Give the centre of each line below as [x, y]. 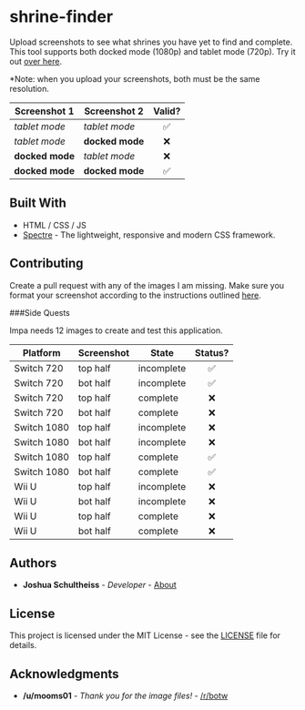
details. [23, 645]
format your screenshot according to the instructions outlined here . [135, 295]
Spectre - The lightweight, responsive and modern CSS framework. [149, 235]
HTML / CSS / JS [54, 225]
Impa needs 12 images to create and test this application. [116, 330]
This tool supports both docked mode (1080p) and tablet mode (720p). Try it [152, 51]
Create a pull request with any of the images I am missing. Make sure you [147, 285]
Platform [41, 352]
